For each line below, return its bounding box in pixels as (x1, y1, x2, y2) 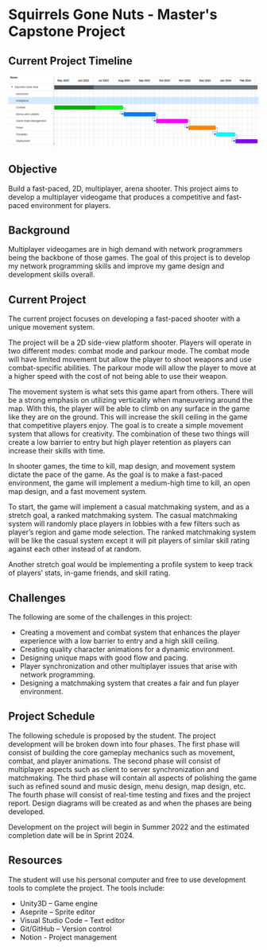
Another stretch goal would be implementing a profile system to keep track (8, 560, 253, 570)
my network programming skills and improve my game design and (8, 261, 225, 271)
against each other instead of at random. (8, 544, 141, 554)
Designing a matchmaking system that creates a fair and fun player (19, 678, 240, 688)
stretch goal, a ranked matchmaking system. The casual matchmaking (8, 511, 238, 520)
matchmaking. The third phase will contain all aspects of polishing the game (8, 773, 257, 782)
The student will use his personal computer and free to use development (8, 875, 246, 884)
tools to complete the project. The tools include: (8, 883, 165, 893)
